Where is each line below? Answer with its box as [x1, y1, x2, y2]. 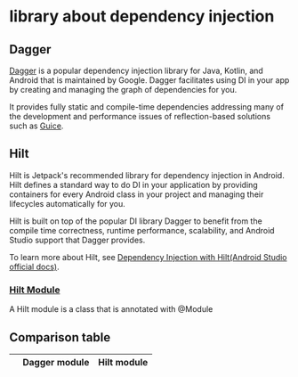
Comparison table [9, 330, 111, 345]
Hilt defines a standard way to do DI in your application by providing [9, 179, 258, 190]
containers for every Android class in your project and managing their [9, 189, 264, 200]
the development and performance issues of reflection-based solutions [9, 111, 271, 121]
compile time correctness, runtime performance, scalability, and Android [9, 225, 275, 235]
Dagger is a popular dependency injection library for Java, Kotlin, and [9, 65, 264, 76]
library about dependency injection [9, 6, 275, 27]
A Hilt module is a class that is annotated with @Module [9, 304, 213, 315]
